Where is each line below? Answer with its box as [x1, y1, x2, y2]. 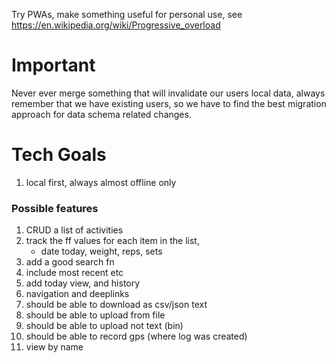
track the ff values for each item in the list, [25, 235, 200, 247]
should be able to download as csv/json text [25, 299, 208, 311]
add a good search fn [25, 256, 115, 268]
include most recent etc [25, 267, 124, 279]
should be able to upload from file [25, 309, 166, 321]
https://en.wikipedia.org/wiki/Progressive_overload [11, 19, 221, 31]
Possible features [11, 201, 99, 215]
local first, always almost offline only [25, 176, 177, 188]
